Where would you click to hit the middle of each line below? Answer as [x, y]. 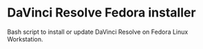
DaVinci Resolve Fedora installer [101, 13]
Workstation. [25, 39]
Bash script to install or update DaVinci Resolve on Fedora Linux [98, 32]
